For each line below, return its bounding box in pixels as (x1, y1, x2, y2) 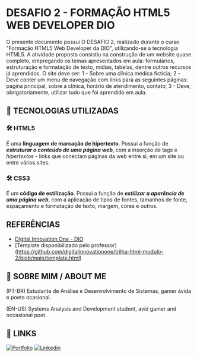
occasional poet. (6, 311, 47, 318)
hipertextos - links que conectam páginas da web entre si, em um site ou (6, 152, 185, 160)
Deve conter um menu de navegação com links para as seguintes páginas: (6, 76, 189, 83)
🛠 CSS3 (6, 174, 31, 182)
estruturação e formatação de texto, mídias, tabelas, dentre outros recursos (6, 63, 192, 71)
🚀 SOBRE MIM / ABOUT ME (6, 271, 107, 282)
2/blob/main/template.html (14, 254, 80, 261)
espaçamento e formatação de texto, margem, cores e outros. (6, 202, 158, 209)
